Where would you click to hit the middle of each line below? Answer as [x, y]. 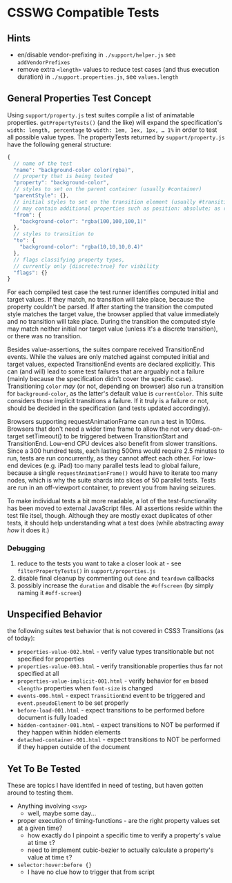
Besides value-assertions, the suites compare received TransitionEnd [106, 349]
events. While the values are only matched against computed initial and [108, 357]
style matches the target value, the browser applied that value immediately [113, 314]
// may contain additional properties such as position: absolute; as [117, 208]
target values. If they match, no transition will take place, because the [106, 300]
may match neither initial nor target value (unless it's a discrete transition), [113, 329]
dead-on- [209, 429]
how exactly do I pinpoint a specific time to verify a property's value [124, 835]
